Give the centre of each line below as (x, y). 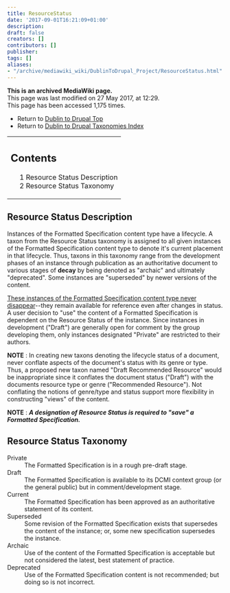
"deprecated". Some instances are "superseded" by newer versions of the (112, 277)
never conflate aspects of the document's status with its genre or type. (107, 362)
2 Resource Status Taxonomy (67, 186)
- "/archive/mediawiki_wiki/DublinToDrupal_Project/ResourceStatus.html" (115, 71)
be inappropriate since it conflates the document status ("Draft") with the (111, 377)
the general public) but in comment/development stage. (103, 487)
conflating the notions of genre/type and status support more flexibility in (111, 392)
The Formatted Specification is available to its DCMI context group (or (123, 480)
